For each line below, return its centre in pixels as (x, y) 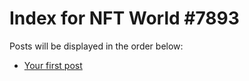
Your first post (53, 65)
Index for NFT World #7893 (124, 18)
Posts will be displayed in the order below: (96, 46)
